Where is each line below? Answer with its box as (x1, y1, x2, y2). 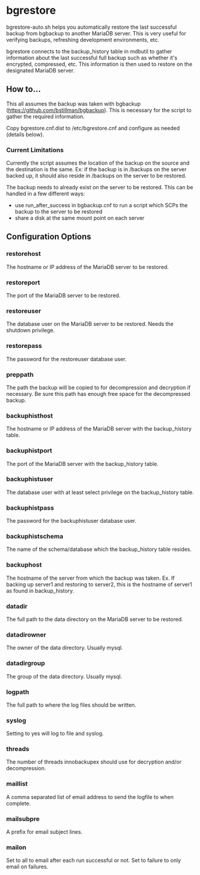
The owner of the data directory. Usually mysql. (6, 644, 124, 652)
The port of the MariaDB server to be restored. (6, 292, 121, 299)
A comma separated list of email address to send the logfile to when (6, 793, 174, 800)
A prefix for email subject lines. (6, 828, 82, 835)
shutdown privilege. (6, 327, 55, 334)
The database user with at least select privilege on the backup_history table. (6, 489, 194, 496)
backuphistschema (6, 532, 64, 541)
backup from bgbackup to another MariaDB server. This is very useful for (6, 29, 186, 37)
